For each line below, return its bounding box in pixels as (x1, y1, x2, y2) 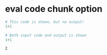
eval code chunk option (5, 3, 103, 15)
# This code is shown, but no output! (5, 19, 84, 24)
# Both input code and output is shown (5, 33, 87, 37)
